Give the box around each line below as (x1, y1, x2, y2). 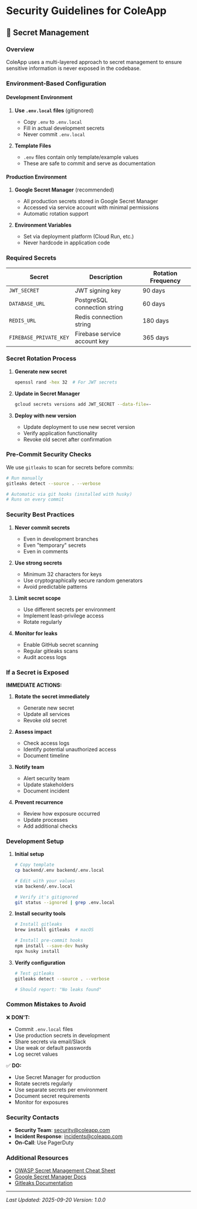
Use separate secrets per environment (14, 1086, 108, 1093)
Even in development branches (23, 535, 98, 542)
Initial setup (14, 851, 45, 858)
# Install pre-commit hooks (14, 938, 83, 943)
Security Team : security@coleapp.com (14, 1127, 110, 1134)
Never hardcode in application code (23, 239, 110, 246)
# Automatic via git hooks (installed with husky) (6, 491, 133, 497)
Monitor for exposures (14, 1099, 69, 1106)
